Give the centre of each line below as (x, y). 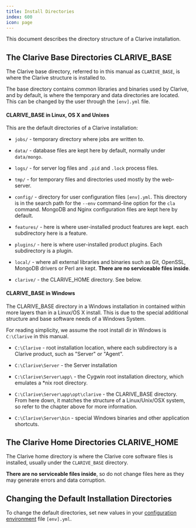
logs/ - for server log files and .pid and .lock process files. (87, 168)
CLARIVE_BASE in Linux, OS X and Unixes (58, 115)
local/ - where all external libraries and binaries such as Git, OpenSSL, (100, 262)
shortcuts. (27, 424)
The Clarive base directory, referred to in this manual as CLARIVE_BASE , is (93, 71)
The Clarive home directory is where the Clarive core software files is (90, 457)
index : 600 (19, 17)
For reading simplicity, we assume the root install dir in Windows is (86, 330)
